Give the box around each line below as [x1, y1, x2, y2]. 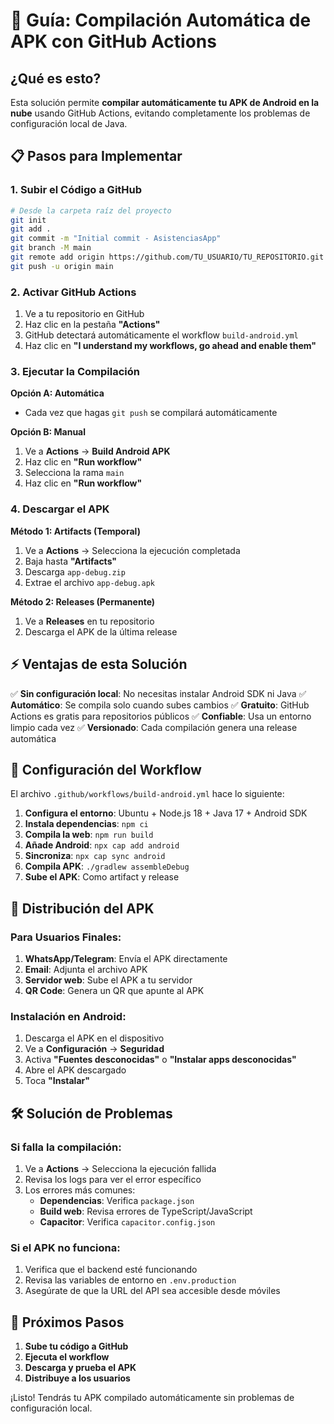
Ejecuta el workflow [24, 1351, 110, 1363]
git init [10, 215, 47, 225]
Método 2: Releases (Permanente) [10, 595, 156, 608]
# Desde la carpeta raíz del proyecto [10, 205, 172, 216]
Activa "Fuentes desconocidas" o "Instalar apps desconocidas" [24, 1054, 297, 1066]
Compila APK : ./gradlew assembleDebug [24, 860, 190, 873]
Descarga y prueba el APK [24, 1362, 137, 1374]
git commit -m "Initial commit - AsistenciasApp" [10, 234, 222, 244]
